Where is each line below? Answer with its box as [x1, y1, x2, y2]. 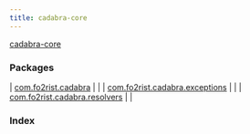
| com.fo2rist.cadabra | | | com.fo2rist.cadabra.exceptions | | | [9, 81, 242, 92]
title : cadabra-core [9, 13, 89, 23]
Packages [9, 61, 55, 74]
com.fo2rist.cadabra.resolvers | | [9, 91, 133, 102]
